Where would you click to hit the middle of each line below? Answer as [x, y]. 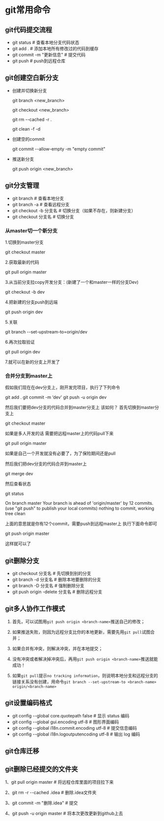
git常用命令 [28, 10]
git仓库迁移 [22, 751]
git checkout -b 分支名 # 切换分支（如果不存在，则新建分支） [74, 210]
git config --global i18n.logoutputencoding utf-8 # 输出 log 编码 [76, 734]
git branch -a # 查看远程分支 [41, 204]
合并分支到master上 [29, 376]
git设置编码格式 [29, 703]
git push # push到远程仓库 [39, 61]
